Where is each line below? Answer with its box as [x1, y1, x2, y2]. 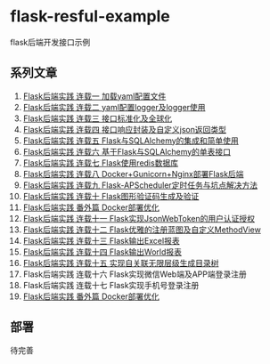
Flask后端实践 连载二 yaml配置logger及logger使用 [22, 101, 206, 112]
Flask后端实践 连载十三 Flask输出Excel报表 [22, 235, 181, 246]
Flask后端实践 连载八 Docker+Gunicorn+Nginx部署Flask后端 [22, 168, 244, 179]
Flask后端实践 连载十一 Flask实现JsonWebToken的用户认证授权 [22, 213, 256, 223]
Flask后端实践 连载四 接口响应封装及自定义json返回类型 [22, 124, 226, 134]
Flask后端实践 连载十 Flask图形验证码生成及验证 [22, 190, 200, 201]
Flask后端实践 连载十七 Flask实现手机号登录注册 [22, 279, 200, 290]
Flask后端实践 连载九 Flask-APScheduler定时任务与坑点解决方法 [22, 180, 258, 190]
